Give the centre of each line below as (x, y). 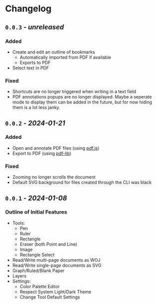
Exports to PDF (35, 62)
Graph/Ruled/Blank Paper (38, 270)
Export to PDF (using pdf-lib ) (42, 153)
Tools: (19, 223)
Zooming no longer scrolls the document (54, 177)
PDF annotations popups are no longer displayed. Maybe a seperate (82, 97)
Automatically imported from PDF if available (65, 57)
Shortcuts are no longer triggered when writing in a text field (74, 92)
